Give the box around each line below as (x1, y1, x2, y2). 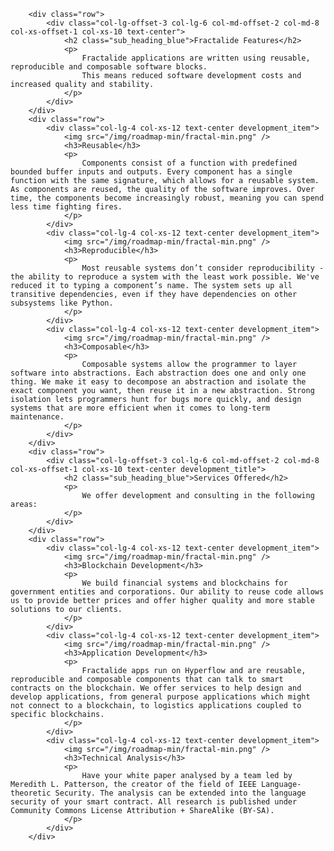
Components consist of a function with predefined (81, 158, 298, 168)
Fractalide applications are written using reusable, (81, 53, 311, 63)
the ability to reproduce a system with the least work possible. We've (10, 272, 320, 282)
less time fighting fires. (10, 202, 123, 212)
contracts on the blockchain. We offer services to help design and (10, 683, 302, 693)
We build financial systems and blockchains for (81, 578, 288, 588)
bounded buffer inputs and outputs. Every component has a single (10, 167, 293, 177)
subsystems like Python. (10, 298, 114, 308)
